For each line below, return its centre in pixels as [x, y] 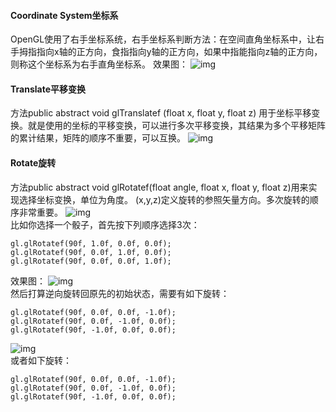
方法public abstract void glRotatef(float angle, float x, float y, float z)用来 [159, 187]
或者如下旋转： [41, 360]
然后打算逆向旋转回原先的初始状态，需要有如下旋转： [120, 293]
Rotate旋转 [33, 163]
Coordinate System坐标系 [64, 15]
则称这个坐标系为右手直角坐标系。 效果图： [99, 64]
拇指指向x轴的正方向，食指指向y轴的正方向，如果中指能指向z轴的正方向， [170, 52]
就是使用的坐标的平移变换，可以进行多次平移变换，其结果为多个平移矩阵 [176, 126]
